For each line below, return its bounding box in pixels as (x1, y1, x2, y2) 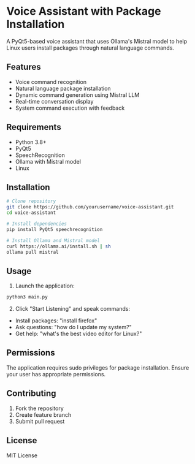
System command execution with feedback (15, 104, 125, 112)
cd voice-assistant (6, 210, 56, 216)
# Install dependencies (6, 221, 67, 227)
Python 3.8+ (15, 138, 47, 145)
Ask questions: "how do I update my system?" (15, 324, 132, 331)
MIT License (6, 452, 38, 459)
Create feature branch (15, 411, 72, 418)
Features (6, 62, 41, 72)
